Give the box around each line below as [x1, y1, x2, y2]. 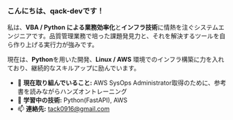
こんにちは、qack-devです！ [7, 6, 104, 15]
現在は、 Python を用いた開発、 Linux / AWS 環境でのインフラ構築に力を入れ [7, 55, 225, 64]
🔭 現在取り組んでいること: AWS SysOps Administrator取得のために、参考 [17, 78, 227, 87]
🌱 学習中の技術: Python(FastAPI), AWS [17, 96, 128, 105]
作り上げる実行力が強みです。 [13, 40, 99, 49]
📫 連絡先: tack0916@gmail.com [17, 105, 110, 113]
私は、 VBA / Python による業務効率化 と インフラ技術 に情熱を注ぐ [7, 23, 195, 32]
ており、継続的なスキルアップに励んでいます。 [7, 64, 140, 72]
